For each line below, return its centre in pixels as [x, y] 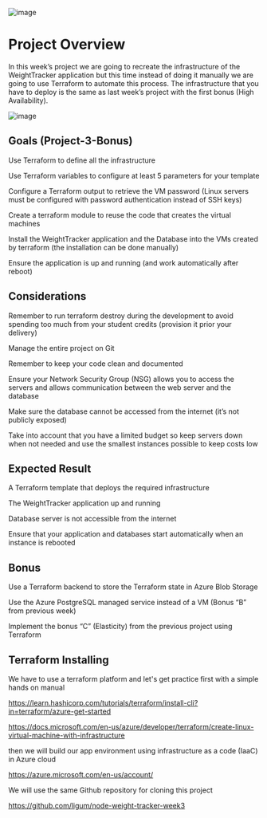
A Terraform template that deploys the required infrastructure [109, 488]
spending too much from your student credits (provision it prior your [120, 324]
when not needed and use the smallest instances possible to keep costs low [133, 443]
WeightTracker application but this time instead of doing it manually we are [131, 75]
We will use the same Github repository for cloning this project [110, 790]
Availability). [28, 100]
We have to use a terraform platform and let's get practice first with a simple [133, 679]
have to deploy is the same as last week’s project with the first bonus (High [131, 92]
